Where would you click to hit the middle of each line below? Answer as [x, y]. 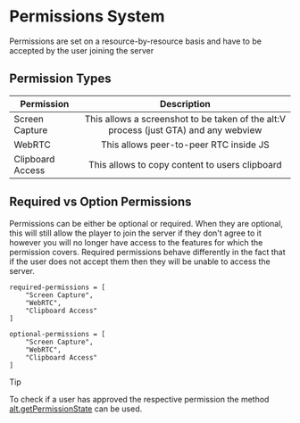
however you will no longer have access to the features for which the [136, 242]
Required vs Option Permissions [100, 202]
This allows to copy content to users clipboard [185, 164]
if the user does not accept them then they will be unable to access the [140, 261]
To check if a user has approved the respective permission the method [139, 399]
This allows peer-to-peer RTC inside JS [185, 145]
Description [185, 104]
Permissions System [87, 17]
